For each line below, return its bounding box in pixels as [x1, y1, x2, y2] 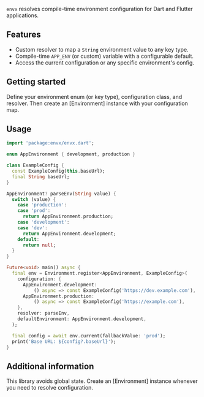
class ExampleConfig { [6, 162, 64, 168]
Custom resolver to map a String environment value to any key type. [15, 45, 189, 53]
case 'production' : [17, 202, 67, 208]
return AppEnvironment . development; [22, 230, 116, 237]
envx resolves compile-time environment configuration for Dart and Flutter [6, 6, 193, 12]
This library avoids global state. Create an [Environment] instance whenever [6, 377, 198, 385]
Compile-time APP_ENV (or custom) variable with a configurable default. [15, 52, 194, 60]
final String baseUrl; [12, 173, 70, 180]
